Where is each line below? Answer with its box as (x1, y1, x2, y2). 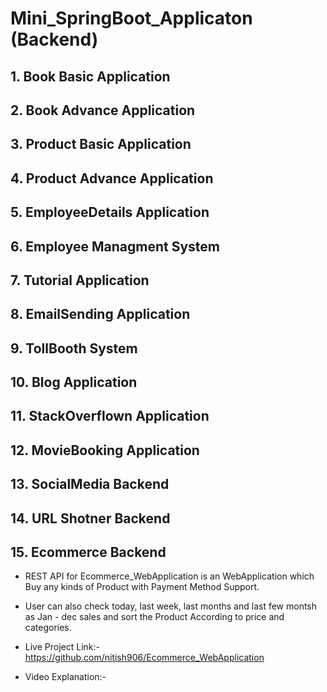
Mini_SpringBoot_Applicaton (10, 7, 253, 30)
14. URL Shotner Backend (10, 510, 171, 527)
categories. (24, 622, 72, 634)
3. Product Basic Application (10, 136, 192, 153)
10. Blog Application (10, 374, 138, 391)
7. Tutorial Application (10, 272, 150, 289)
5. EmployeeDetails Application (10, 204, 210, 221)
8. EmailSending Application (10, 306, 191, 323)
